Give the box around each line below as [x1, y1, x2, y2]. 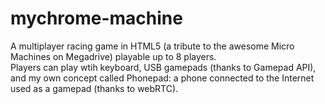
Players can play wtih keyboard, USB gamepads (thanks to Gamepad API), [10, 61, 317, 73]
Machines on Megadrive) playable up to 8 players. [10, 50, 217, 62]
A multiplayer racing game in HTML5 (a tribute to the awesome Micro [10, 40, 295, 52]
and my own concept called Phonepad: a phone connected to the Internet [10, 72, 315, 84]
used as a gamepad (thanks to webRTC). [10, 82, 179, 94]
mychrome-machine [10, 7, 183, 30]
